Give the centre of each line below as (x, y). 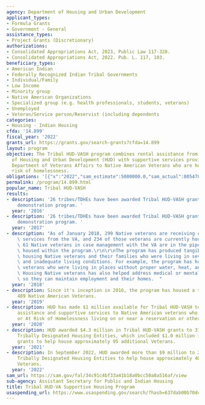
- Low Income (23, 86)
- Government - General (37, 29)
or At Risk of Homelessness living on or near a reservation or (101, 319)
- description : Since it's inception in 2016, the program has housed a (101, 290)
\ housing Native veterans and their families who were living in (103, 256)
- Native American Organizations (49, 97)
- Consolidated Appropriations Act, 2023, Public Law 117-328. (88, 52)
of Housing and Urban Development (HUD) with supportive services (98, 159)
